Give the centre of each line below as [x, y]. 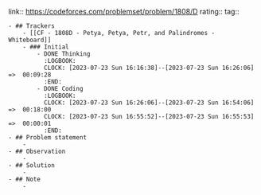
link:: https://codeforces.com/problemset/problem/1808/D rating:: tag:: [124, 12]
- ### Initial [46, 47]
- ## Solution [32, 166]
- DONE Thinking [64, 54]
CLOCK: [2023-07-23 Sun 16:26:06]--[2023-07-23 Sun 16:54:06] [149, 103]
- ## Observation [37, 151]
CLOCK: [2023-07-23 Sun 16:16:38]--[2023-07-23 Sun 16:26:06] [149, 68]
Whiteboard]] [30, 40]
